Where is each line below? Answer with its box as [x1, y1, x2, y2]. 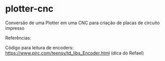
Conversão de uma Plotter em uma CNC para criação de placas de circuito [5, 20, 160, 26]
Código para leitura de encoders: [5, 44, 74, 50]
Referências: [5, 35, 32, 41]
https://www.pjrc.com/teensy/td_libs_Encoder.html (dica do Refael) [5, 50, 144, 56]
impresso [5, 25, 25, 31]
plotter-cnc [5, 3, 54, 15]
